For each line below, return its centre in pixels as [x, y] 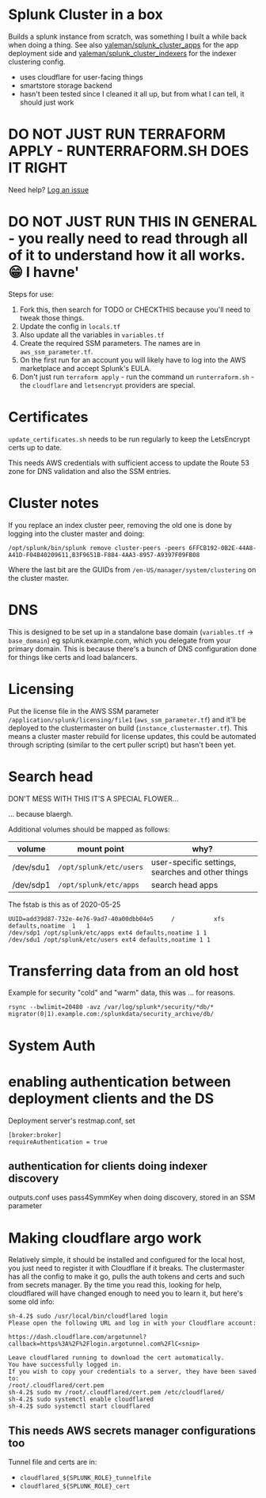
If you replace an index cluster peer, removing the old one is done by [120, 525]
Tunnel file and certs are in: [53, 1462]
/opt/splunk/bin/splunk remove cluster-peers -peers [97, 548]
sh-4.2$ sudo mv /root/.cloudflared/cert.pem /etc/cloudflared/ [116, 1393]
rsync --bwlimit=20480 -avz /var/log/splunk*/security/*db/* [111, 1007]
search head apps [184, 885]
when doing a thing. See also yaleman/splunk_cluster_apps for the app [123, 44]
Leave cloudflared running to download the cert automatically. [116, 1358]
